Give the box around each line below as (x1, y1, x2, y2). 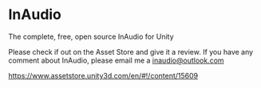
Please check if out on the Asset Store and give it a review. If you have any (8, 47, 254, 56)
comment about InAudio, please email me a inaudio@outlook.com (8, 55, 225, 65)
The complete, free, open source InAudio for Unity (8, 32, 174, 41)
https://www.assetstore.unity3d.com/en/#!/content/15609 (8, 71, 198, 80)
